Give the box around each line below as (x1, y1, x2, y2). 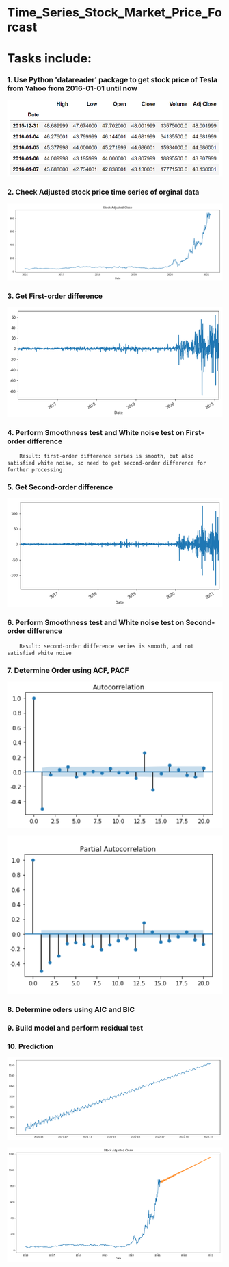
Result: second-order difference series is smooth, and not (19, 643, 194, 650)
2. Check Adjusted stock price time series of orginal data (7, 187, 200, 197)
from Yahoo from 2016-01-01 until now (7, 84, 138, 93)
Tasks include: (7, 51, 92, 66)
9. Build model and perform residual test (7, 1023, 144, 1033)
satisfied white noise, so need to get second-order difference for (7, 459, 206, 467)
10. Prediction (7, 1042, 54, 1051)
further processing (7, 466, 63, 473)
